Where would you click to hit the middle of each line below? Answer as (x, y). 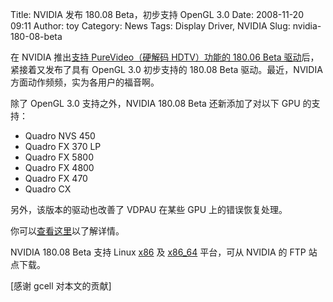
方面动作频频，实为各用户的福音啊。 (85, 82)
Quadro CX (48, 189)
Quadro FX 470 (56, 178)
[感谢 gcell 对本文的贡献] (61, 286)
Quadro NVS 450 (60, 136)
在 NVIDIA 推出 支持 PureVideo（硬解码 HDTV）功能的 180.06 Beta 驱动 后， (165, 57)
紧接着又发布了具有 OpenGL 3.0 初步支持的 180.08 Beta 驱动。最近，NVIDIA (166, 69)
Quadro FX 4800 (59, 167)
